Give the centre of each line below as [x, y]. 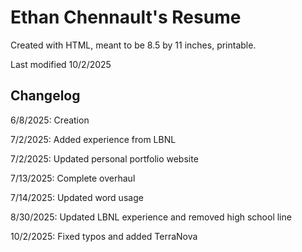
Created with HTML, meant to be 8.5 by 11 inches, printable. [133, 45]
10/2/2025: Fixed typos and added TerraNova [104, 236]
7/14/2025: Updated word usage [77, 197]
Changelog [45, 96]
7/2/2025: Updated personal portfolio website [104, 158]
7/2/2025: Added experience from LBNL [93, 139]
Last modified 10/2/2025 [61, 64]
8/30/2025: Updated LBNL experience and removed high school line [151, 217]
